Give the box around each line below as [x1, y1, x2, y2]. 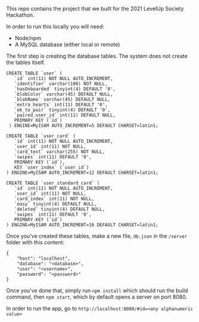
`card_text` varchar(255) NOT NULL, [14, 149, 105, 155]
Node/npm [14, 35, 42, 41]
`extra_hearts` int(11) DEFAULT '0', [14, 102, 108, 108]
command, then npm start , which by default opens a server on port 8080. [6, 293, 188, 300]
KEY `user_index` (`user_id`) [14, 164, 89, 170]
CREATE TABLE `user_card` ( [6, 133, 76, 139]
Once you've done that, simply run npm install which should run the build [6, 287, 188, 294]
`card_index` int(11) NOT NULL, [14, 196, 95, 202]
